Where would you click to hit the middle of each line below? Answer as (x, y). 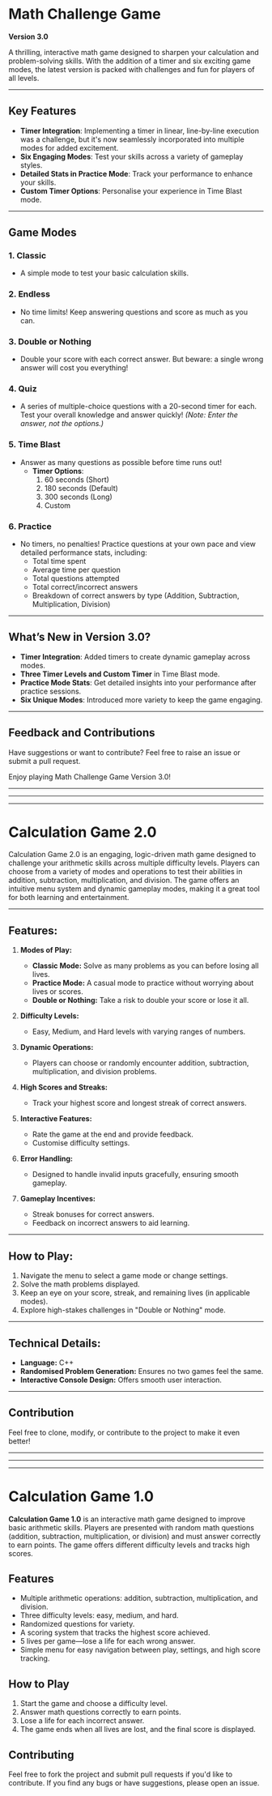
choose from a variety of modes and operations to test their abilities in (125, 872)
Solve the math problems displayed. (80, 1284)
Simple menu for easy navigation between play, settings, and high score (140, 1650)
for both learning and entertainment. (69, 898)
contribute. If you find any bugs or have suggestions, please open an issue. (134, 1783)
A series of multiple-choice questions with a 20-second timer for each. (138, 407)
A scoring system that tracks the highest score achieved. (115, 1632)
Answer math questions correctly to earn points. (101, 1712)
